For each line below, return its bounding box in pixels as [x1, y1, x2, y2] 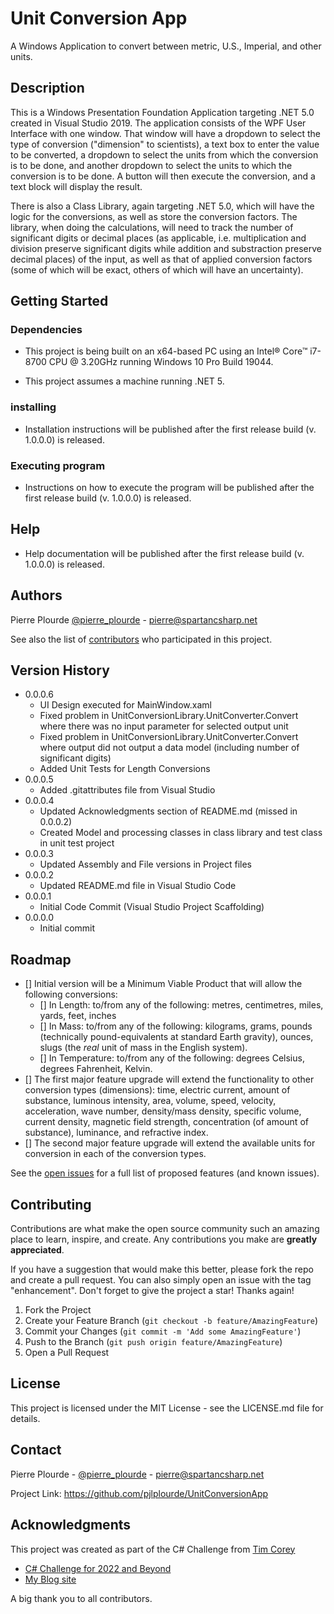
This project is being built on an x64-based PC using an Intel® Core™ [24, 345, 308, 357]
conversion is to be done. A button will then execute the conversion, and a [10, 170, 316, 182]
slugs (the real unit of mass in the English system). [39, 1042, 248, 1054]
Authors [10, 587, 63, 604]
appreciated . [10, 1244, 65, 1256]
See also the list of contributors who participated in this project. [10, 633, 273, 645]
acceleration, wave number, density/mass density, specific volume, [24, 1105, 302, 1117]
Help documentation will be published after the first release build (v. [24, 547, 305, 559]
